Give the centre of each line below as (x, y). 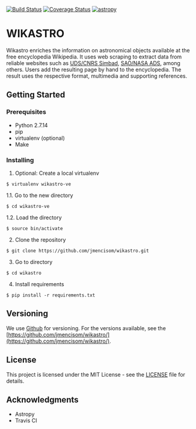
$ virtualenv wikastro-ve (38, 184)
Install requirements (39, 284)
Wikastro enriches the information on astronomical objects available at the (98, 50)
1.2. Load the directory (34, 218)
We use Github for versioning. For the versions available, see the (86, 328)
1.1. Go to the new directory (40, 195)
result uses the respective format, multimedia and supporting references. (97, 76)
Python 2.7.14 (31, 125)
